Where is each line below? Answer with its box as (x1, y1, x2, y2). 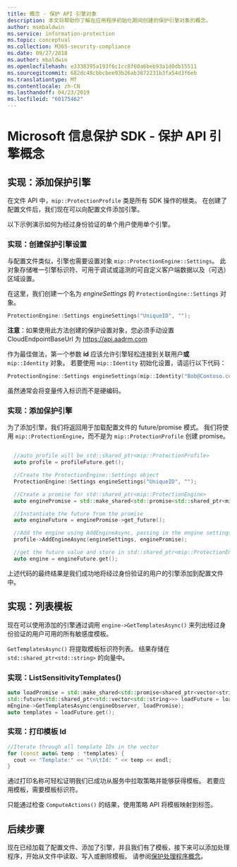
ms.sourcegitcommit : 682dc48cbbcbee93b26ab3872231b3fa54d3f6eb (7, 69, 197, 76)
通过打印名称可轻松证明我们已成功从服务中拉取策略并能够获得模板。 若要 (7, 777, 219, 785)
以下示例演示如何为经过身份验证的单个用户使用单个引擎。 (7, 220, 174, 228)
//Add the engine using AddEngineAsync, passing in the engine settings (13, 530, 232, 537)
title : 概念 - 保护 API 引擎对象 (7, 10, 97, 18)
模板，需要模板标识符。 (13, 785, 82, 794)
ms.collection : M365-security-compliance (7, 43, 131, 50)
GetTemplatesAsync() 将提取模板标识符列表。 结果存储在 (7, 644, 170, 653)
